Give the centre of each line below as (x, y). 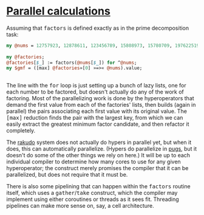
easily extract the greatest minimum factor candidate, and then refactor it (98, 124)
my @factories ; (25, 57)
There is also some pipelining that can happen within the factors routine (98, 186)
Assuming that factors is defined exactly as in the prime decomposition (98, 28)
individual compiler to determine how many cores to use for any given (93, 162)
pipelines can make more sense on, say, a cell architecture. (80, 206)
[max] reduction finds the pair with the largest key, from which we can (95, 118)
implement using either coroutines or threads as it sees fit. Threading (93, 199)
